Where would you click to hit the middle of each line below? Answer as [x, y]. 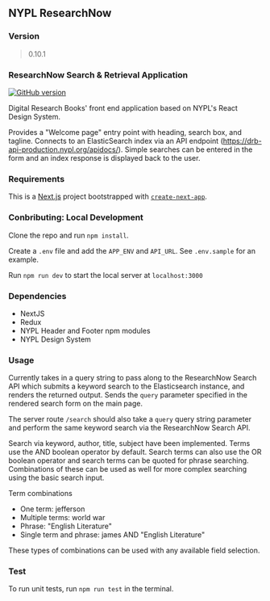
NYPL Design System [55, 339]
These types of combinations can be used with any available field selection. [134, 551]
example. [23, 259]
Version [24, 36]
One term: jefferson [52, 509]
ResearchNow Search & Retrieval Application [98, 74]
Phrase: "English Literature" [66, 526]
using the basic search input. [56, 478]
